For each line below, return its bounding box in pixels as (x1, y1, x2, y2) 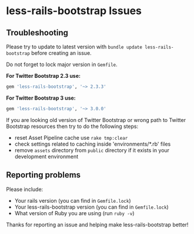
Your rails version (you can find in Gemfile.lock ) (14, 197, 131, 204)
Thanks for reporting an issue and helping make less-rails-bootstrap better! (6, 221, 189, 228)
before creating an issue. (31, 50, 92, 57)
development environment (14, 153, 79, 160)
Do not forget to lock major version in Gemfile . (6, 61, 118, 68)
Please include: (6, 186, 44, 193)
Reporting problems (6, 170, 81, 180)
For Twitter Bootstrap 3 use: (6, 94, 76, 101)
